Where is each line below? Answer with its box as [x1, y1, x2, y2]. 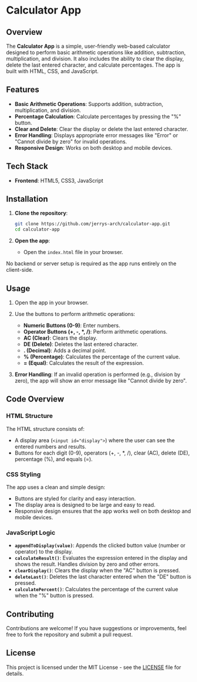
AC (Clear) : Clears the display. [23, 334, 98, 341]
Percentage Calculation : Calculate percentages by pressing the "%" [14, 113, 181, 120]
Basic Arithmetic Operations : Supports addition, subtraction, [14, 100, 163, 107]
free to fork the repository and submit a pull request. [6, 631, 133, 638]
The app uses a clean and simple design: [6, 483, 106, 490]
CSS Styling [6, 470, 41, 478]
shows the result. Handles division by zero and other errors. [14, 561, 160, 568]
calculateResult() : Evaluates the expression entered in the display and [14, 555, 188, 562]
